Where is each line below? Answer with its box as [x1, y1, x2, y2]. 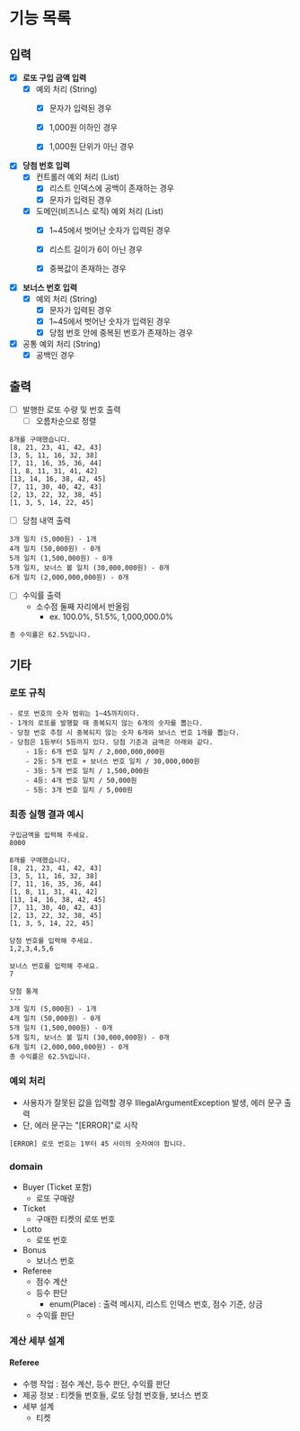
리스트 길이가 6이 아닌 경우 [49, 244, 144, 255]
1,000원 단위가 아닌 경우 [49, 141, 135, 152]
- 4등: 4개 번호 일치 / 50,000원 [25, 776, 137, 785]
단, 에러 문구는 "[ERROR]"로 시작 [22, 1120, 138, 1130]
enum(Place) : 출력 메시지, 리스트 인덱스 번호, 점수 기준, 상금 [49, 1298, 263, 1309]
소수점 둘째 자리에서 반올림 [35, 601, 130, 612]
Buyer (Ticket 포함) [22, 1181, 93, 1192]
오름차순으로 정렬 [35, 416, 97, 427]
